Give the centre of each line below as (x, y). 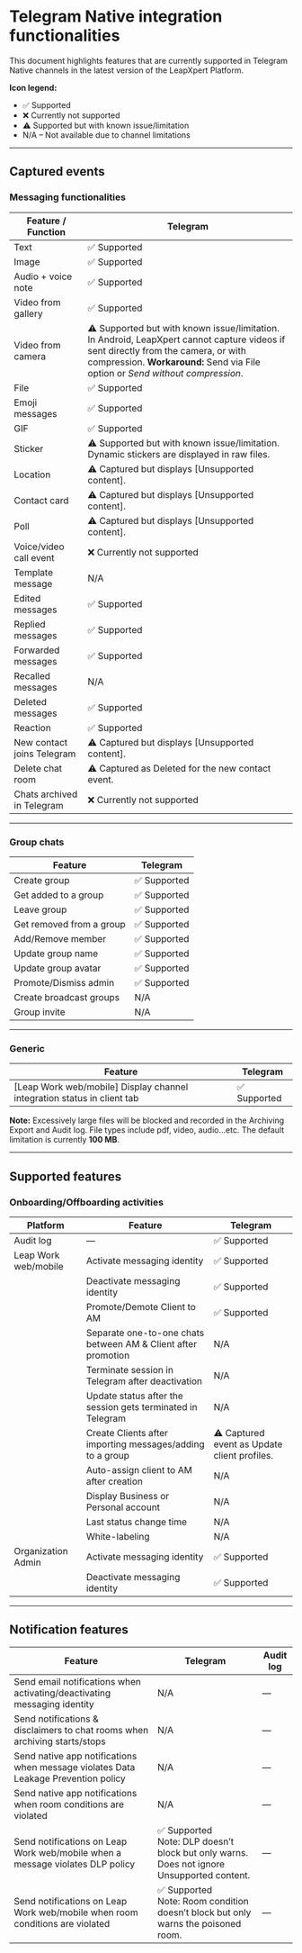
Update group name (56, 954)
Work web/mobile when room (76, 1912)
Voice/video (39, 547)
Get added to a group (59, 895)
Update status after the (135, 1396)
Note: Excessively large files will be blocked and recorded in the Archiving (147, 1121)
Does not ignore (191, 1864)
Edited (27, 598)
